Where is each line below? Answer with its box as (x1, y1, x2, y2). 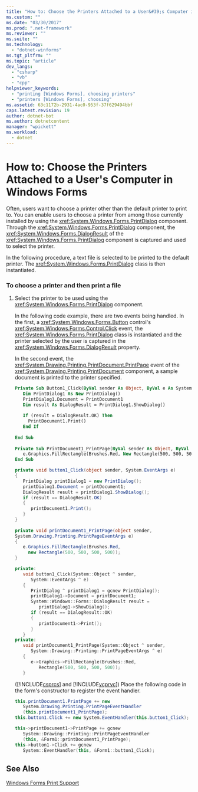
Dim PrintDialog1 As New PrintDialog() (22, 391, 121, 397)
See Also (6, 764, 39, 774)
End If (22, 424, 39, 430)
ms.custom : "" (6, 14, 41, 20)
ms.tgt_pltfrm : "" (6, 53, 51, 58)
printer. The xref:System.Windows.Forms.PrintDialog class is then (6, 260, 166, 267)
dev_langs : (6, 63, 33, 70)
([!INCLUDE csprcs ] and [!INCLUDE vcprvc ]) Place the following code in (14, 680, 187, 688)
